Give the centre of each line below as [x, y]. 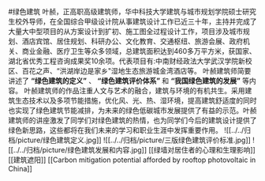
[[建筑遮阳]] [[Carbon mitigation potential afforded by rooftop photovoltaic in [132, 160]
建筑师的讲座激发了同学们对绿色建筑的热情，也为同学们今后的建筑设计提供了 [132, 120]
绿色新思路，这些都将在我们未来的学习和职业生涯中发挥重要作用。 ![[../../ [126, 130]
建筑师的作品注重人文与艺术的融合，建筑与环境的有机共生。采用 [141, 90]
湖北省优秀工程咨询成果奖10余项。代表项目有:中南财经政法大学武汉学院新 [127, 61]
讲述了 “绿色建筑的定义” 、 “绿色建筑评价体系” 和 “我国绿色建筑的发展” [124, 81]
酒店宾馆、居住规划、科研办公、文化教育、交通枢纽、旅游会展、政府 [132, 41]
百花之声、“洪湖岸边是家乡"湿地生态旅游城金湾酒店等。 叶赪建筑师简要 [136, 71]
